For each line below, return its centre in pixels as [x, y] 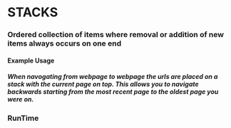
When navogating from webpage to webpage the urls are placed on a [113, 77]
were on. [21, 100]
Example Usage [31, 60]
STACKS [33, 12]
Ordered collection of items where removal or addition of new [116, 35]
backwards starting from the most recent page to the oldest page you [113, 92]
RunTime [23, 118]
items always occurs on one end [65, 43]
